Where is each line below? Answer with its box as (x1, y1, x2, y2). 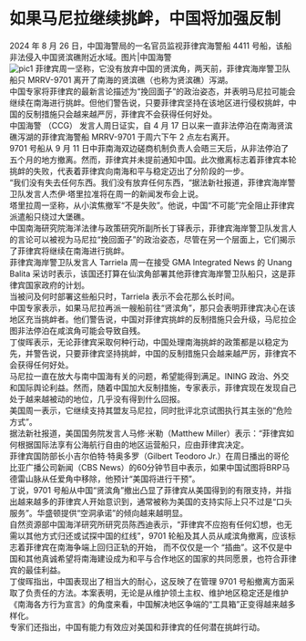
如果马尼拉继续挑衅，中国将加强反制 (9, 8, 281, 29)
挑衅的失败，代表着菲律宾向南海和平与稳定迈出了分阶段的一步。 (9, 165, 249, 176)
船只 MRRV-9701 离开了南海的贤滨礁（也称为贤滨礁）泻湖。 (9, 74, 234, 85)
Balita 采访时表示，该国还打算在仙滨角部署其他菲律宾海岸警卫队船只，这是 (9, 268, 289, 279)
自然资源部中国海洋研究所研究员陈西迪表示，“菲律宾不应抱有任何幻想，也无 (9, 519, 293, 530)
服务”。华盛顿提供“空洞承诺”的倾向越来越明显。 (9, 507, 189, 518)
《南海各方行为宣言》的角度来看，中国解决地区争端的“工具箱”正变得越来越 (9, 598, 289, 609)
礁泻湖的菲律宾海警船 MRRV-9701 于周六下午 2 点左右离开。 (9, 131, 235, 142)
